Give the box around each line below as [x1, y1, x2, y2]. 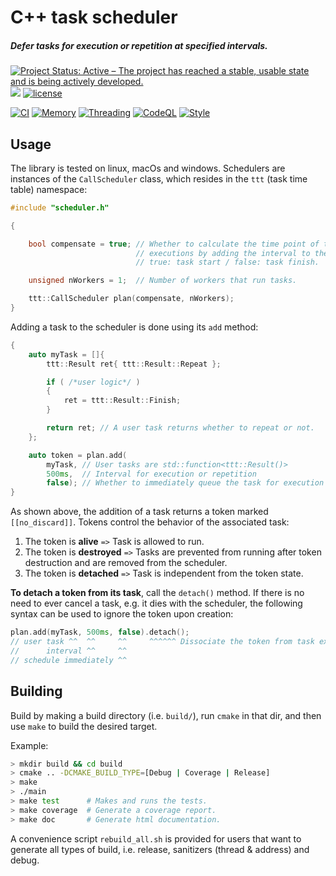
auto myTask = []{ [28, 349, 105, 360]
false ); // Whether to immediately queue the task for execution [46, 478, 325, 488]
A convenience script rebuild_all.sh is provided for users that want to [10, 832, 302, 845]
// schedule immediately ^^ [10, 655, 128, 665]
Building [10, 683, 63, 700]
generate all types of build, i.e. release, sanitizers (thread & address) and [10, 843, 310, 855]
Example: [10, 739, 49, 751]
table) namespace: [10, 183, 88, 195]
